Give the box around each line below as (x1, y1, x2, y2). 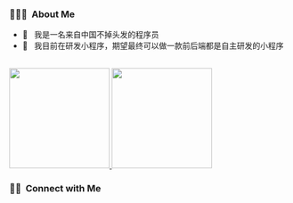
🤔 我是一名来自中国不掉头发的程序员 (21, 29, 159, 40)
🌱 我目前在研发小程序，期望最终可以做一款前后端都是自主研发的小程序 (21, 40, 284, 52)
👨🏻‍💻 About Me (9, 8, 76, 20)
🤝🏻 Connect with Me (9, 183, 102, 195)
